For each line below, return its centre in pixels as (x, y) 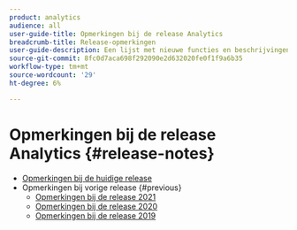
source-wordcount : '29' (53, 75)
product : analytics (45, 17)
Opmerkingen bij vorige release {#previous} (102, 188)
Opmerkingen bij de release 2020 (96, 206)
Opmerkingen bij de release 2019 (95, 215)
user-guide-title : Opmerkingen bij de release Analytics (116, 34)
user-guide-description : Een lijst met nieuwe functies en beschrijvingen (150, 50)
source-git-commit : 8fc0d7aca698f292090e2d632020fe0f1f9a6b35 (126, 58)
